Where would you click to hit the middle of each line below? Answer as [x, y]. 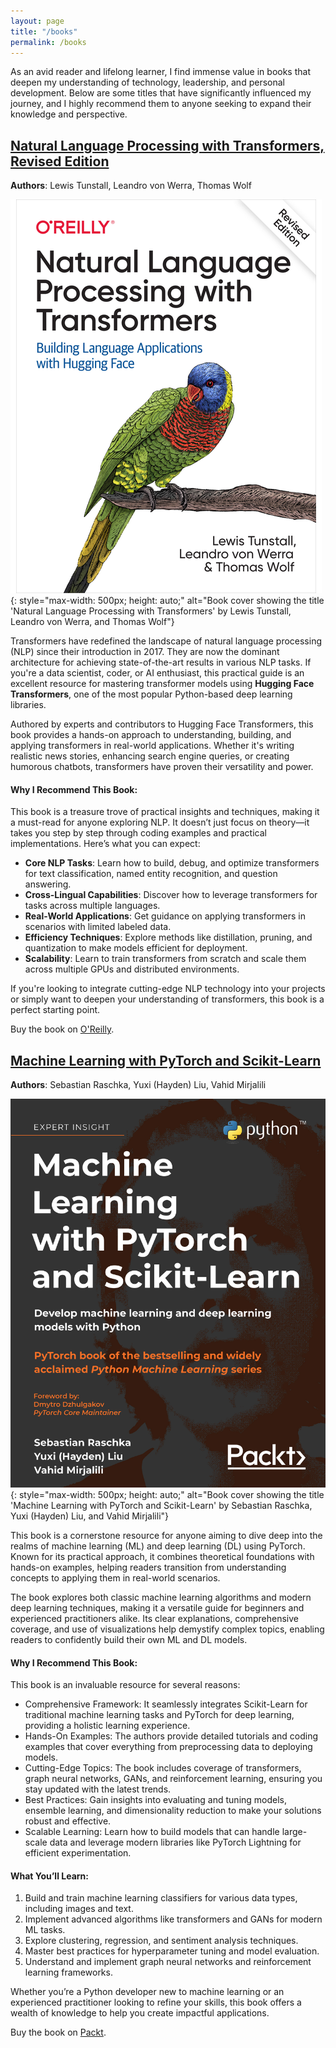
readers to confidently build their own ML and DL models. [129, 1639]
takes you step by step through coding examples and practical [138, 833]
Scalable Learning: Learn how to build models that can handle [152, 1832]
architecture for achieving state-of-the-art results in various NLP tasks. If [161, 662]
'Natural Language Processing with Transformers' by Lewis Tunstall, [151, 611]
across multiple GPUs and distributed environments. [132, 969]
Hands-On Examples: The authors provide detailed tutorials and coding [171, 1736]
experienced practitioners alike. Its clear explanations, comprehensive [154, 1618]
